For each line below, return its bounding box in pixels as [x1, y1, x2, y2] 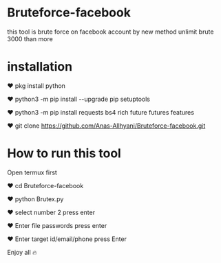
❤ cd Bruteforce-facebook [7, 181, 84, 190]
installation [7, 59, 73, 75]
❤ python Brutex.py [7, 194, 64, 203]
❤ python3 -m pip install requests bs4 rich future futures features [7, 108, 195, 116]
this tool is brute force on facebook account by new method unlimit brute [7, 27, 214, 36]
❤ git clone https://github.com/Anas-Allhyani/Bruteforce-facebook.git [7, 122, 206, 130]
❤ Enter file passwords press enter [7, 221, 107, 229]
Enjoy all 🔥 [7, 248, 37, 256]
